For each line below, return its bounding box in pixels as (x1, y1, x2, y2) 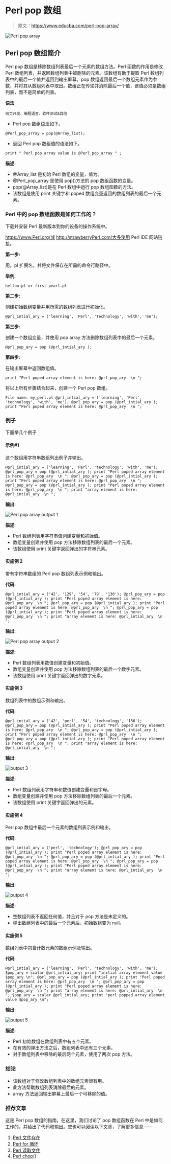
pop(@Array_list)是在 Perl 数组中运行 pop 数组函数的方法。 (12, 184, 136, 190)
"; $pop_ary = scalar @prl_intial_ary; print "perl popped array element (5, 993, 165, 998)
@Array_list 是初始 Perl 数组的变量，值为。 (12, 171, 102, 177)
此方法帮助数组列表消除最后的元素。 (12, 1084, 89, 1090)
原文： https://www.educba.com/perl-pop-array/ (17, 22, 119, 29)
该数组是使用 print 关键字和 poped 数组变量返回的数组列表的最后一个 (12, 190, 157, 196)
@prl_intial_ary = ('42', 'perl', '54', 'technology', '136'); (5, 718, 142, 723)
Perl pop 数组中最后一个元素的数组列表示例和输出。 (5, 824, 113, 831)
